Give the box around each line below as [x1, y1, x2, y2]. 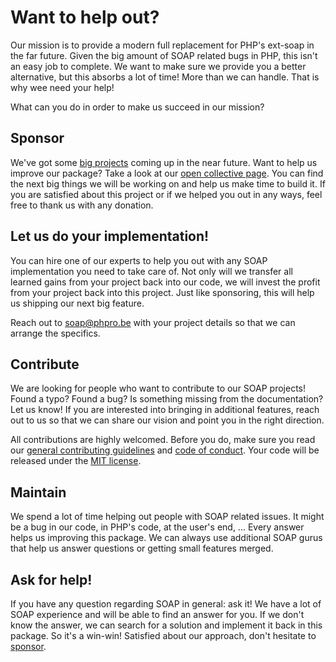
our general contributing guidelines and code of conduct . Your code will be [10, 444, 320, 456]
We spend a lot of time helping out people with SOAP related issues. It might [10, 511, 325, 523]
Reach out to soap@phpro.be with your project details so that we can [10, 316, 296, 328]
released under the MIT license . [10, 455, 142, 467]
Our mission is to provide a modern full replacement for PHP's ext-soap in [10, 39, 315, 51]
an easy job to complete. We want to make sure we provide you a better [10, 60, 307, 72]
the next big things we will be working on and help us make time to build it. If [10, 177, 326, 190]
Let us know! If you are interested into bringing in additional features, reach [10, 404, 320, 416]
